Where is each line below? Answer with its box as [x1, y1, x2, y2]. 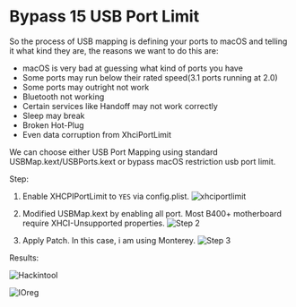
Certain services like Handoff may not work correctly [22, 100, 218, 111]
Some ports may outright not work [22, 81, 150, 92]
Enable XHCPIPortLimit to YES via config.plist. [22, 191, 190, 201]
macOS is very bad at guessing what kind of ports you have [22, 63, 244, 73]
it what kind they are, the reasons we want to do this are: [9, 45, 219, 55]
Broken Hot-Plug [22, 119, 84, 131]
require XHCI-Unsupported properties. [22, 217, 166, 228]
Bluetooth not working [22, 91, 105, 102]
